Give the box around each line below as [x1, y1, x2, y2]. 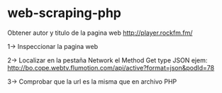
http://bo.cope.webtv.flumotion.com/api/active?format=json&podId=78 [7, 63, 215, 72]
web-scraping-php [7, 5, 122, 21]
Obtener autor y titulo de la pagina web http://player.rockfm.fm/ [7, 28, 193, 37]
